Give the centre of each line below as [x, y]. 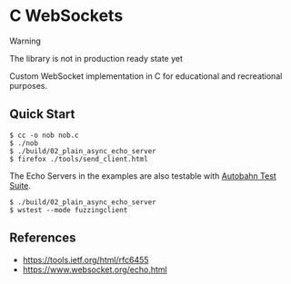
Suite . [20, 185]
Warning [25, 41]
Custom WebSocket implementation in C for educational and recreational [146, 76]
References [43, 238]
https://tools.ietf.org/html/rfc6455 [85, 260]
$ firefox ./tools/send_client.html [79, 159]
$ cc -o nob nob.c [44, 135]
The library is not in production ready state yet [96, 58]
